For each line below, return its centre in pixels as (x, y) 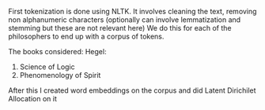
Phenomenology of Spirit (60, 75)
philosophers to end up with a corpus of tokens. (86, 36)
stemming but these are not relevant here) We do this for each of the (120, 28)
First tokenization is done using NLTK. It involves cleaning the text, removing (132, 11)
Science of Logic (47, 67)
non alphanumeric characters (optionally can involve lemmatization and (125, 20)
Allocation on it (32, 99)
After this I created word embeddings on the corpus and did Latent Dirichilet (132, 90)
